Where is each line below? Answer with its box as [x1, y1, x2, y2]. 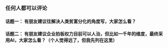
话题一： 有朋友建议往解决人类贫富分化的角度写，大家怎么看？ [5, 18, 136, 24]
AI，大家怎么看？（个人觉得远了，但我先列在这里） [9, 37, 117, 43]
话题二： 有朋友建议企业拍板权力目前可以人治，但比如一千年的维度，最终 [5, 31, 159, 37]
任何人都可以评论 [5, 4, 47, 11]
